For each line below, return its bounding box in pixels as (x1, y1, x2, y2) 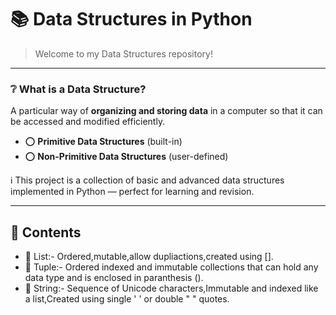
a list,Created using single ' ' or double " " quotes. (24, 293, 230, 305)
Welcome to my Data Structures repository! (34, 47, 213, 60)
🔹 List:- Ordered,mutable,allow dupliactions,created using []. (24, 251, 274, 263)
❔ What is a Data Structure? (10, 82, 147, 96)
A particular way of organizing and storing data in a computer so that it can (10, 105, 323, 117)
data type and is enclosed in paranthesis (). (24, 272, 204, 284)
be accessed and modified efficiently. (10, 116, 166, 128)
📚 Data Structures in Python (10, 8, 253, 31)
